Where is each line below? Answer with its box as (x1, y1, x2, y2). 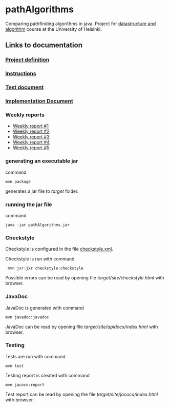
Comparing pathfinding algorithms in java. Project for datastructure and (5, 21, 156, 27)
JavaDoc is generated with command (5, 304, 84, 311)
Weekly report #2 (12, 128, 50, 134)
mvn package (5, 179, 31, 184)
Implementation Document (5, 97, 73, 105)
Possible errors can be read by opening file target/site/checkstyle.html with (5, 275, 165, 281)
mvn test (5, 363, 24, 369)
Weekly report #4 (12, 139, 50, 146)
